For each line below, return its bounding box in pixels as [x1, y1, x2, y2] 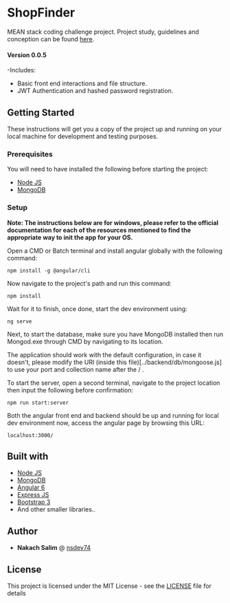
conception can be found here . [7, 34, 95, 43]
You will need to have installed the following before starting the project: [7, 165, 209, 173]
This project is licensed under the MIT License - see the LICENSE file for [7, 582, 211, 590]
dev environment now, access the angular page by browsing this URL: [7, 419, 205, 427]
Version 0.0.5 [7, 50, 47, 59]
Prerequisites [7, 149, 53, 159]
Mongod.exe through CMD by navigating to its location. [7, 337, 163, 346]
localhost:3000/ [7, 432, 54, 438]
